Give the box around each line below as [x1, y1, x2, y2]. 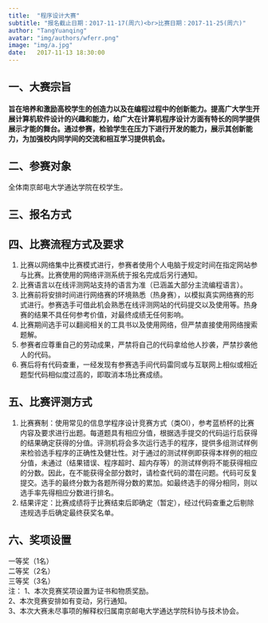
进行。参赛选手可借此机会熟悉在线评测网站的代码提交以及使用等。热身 [26, 300, 258, 310]
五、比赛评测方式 [8, 396, 93, 409]
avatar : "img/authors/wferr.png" [8, 34, 120, 42]
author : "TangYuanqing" [8, 26, 88, 34]
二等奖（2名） [8, 566, 55, 575]
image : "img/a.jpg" [8, 41, 73, 49]
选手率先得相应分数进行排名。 [19, 487, 118, 497]
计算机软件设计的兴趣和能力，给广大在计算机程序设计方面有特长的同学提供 [14, 113, 260, 124]
